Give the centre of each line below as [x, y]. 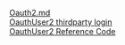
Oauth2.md [30, 13]
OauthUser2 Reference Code [62, 31]
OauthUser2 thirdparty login [61, 22]
